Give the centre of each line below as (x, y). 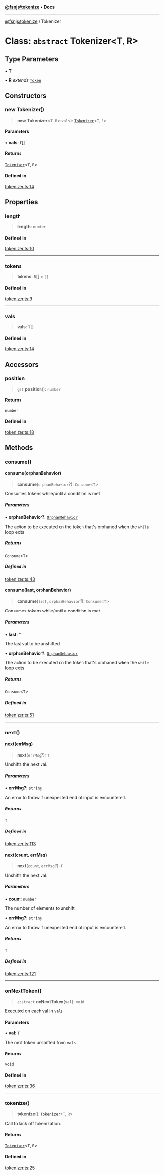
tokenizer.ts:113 (20, 844)
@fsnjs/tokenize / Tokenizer (33, 21)
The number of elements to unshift (40, 908)
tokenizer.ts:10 (20, 249)
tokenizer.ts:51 (20, 715)
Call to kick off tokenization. (33, 1124)
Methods (19, 448)
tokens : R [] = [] (33, 277)
